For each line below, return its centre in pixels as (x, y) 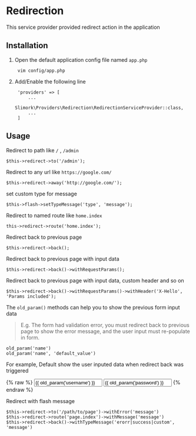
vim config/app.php (41, 71)
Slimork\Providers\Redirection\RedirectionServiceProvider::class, (99, 108)
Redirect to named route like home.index (54, 215)
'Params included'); (31, 296)
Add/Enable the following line (50, 81)
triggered (17, 370)
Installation (27, 46)
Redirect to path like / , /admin (43, 150)
